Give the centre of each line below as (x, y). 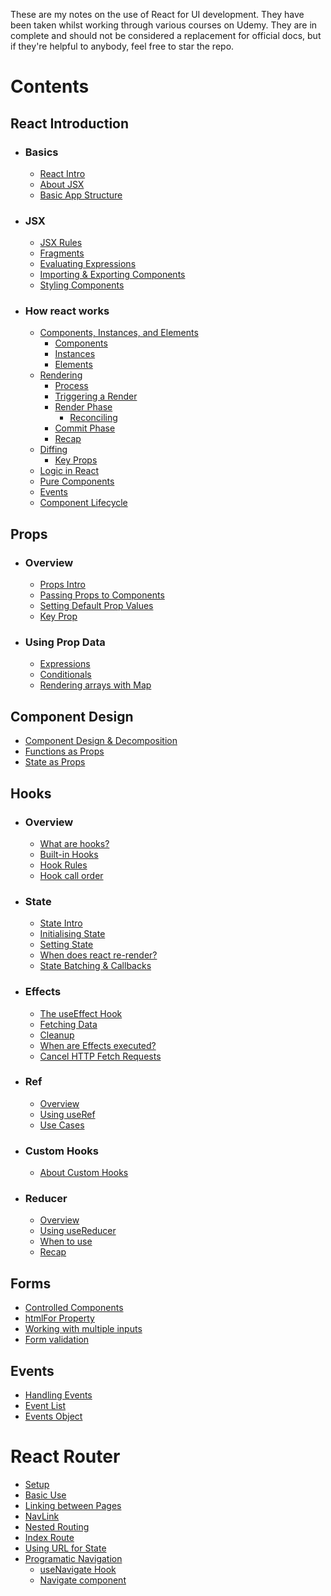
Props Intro (62, 585)
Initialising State (72, 934)
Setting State (66, 945)
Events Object (53, 1416)
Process (71, 386)
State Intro (61, 923)
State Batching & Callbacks (95, 966)
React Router (65, 1456)
